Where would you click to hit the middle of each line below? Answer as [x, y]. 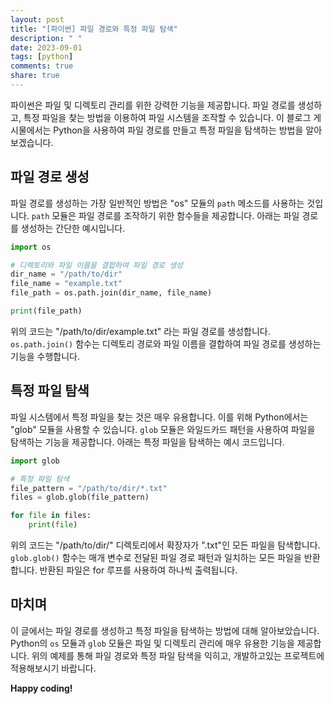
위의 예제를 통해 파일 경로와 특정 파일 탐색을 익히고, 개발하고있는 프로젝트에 [178, 655]
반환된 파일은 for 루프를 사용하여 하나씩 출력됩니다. [138, 570]
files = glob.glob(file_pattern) [80, 497]
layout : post [37, 19]
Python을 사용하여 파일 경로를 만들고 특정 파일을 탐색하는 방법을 [178, 130]
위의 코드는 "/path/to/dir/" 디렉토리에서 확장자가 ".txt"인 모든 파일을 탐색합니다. [165, 545]
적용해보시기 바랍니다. [53, 668]
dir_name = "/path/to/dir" [66, 274]
